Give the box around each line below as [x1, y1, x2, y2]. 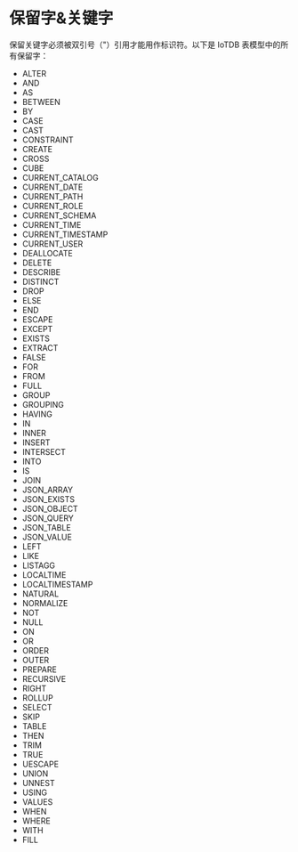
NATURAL [21, 588, 60, 599]
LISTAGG [21, 560, 56, 571]
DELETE [21, 257, 52, 268]
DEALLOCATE [21, 247, 73, 258]
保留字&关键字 [9, 8, 114, 28]
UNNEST [21, 777, 55, 788]
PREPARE [21, 664, 58, 675]
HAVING [21, 409, 53, 419]
